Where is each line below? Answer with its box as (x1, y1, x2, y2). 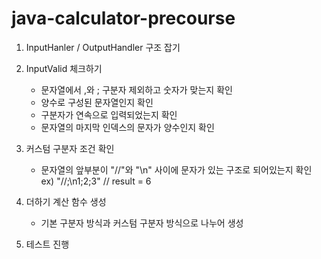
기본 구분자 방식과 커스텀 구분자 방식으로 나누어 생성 (40, 217, 244, 229)
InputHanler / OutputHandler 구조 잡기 (25, 41, 181, 53)
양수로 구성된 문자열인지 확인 (40, 96, 154, 108)
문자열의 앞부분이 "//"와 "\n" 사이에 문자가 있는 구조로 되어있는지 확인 (40, 163, 313, 176)
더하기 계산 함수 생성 (25, 195, 107, 207)
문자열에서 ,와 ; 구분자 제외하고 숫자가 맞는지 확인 (40, 83, 233, 96)
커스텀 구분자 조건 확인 (25, 142, 115, 154)
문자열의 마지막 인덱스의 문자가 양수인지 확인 (40, 121, 215, 133)
